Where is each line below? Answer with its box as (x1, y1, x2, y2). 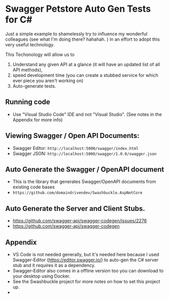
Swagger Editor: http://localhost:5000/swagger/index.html (12, 145, 139, 151)
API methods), (12, 67, 43, 73)
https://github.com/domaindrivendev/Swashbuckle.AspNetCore (12, 191, 143, 196)
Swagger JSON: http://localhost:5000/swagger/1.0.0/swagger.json (12, 150, 157, 156)
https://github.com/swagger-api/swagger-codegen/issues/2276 (12, 218, 147, 224)
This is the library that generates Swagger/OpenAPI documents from (12, 179, 156, 185)
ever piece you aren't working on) (12, 77, 84, 84)
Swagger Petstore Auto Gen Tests (5, 3, 151, 15)
